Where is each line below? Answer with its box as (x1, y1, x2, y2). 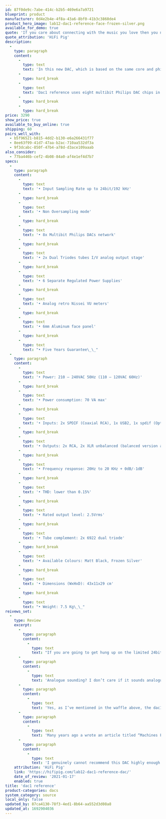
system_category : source (5, 792, 56, 798)
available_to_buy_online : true (5, 122, 70, 127)
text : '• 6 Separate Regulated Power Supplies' (23, 278, 123, 283)
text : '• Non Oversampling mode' (23, 209, 92, 214)
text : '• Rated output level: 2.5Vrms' (23, 512, 105, 518)
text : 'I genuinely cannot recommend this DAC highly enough (31, 760, 161, 766)
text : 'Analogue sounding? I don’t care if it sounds (31, 678, 145, 683)
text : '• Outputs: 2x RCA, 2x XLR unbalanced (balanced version (23, 444, 158, 449)
